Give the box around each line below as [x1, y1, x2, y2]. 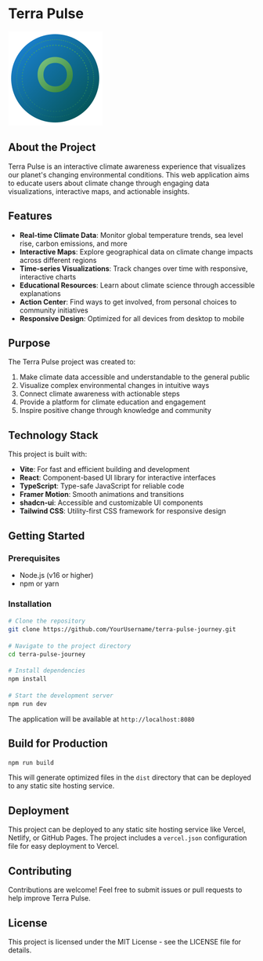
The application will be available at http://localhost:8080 [8, 714, 195, 723]
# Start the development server [8, 692, 113, 700]
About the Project [8, 141, 96, 154]
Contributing [8, 864, 72, 878]
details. [8, 945, 32, 955]
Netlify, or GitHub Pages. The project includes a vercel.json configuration [8, 833, 247, 842]
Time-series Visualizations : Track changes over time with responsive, [19, 264, 248, 273]
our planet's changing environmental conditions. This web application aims [8, 170, 250, 179]
